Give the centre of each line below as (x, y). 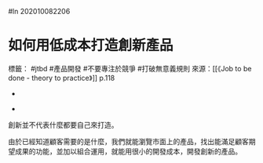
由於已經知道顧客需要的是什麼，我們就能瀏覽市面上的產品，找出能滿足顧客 (128, 141)
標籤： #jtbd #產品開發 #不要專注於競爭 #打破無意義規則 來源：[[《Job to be (130, 68)
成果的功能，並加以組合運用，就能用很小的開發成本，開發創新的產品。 (128, 151)
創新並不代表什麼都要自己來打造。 (63, 125)
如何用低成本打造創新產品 (91, 45)
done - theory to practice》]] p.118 (62, 78)
